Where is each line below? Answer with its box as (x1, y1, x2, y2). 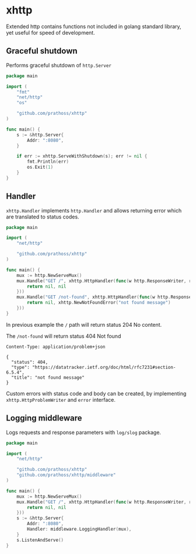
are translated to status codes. (6, 213, 80, 220)
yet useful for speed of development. (6, 29, 95, 36)
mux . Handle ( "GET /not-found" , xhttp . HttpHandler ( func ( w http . (16, 294, 171, 300)
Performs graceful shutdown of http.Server (6, 61, 112, 69)
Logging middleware (6, 413, 83, 423)
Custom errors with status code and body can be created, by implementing (6, 390, 187, 397)
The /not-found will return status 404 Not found (6, 332, 121, 340)
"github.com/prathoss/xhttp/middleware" (16, 472, 116, 478)
